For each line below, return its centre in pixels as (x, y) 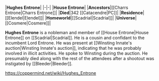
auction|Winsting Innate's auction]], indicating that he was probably (73, 48)
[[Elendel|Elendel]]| (24, 18)
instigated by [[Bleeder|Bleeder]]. (39, 64)
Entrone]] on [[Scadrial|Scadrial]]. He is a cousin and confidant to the (75, 38)
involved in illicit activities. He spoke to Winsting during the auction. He (77, 53)
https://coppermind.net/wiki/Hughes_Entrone (51, 73)
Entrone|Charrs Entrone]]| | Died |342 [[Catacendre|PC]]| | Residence (74, 13)
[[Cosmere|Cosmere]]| (28, 23)
